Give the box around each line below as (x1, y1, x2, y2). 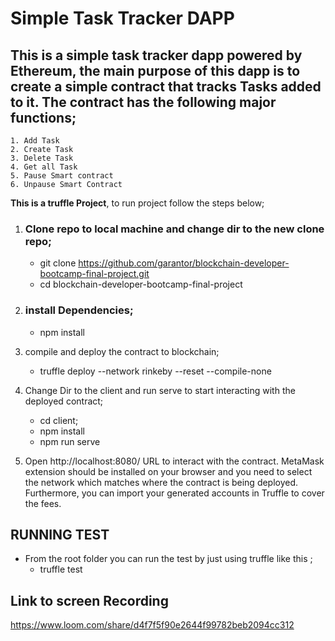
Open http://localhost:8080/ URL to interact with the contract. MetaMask (24, 455, 325, 467)
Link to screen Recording (10, 592, 169, 609)
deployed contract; (24, 395, 104, 407)
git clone (39, 257, 77, 269)
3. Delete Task (10, 153, 74, 163)
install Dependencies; (24, 303, 134, 317)
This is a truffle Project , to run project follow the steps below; (10, 197, 265, 209)
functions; (10, 109, 77, 126)
